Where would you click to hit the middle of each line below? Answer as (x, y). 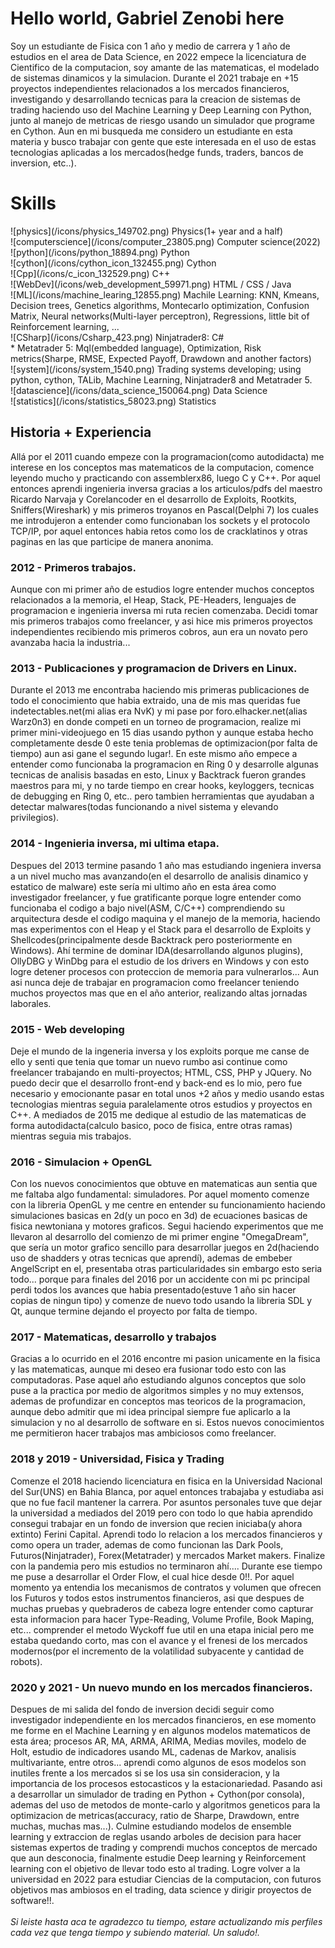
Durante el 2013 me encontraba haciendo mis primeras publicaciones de (160, 690)
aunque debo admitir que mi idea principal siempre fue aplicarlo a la (150, 1412)
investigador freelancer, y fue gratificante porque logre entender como (156, 897)
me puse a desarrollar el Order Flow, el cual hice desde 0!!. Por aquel (152, 1576)
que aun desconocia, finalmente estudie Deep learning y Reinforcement (158, 1858)
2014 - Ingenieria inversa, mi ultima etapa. (115, 844)
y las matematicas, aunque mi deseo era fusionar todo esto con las (148, 1369)
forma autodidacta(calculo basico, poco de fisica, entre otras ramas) (151, 1125)
